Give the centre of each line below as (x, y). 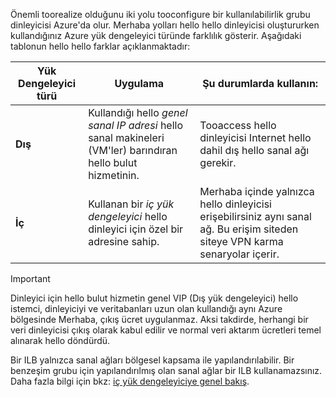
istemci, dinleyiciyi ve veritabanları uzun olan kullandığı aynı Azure (146, 308)
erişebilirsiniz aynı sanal (255, 216)
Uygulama (139, 83)
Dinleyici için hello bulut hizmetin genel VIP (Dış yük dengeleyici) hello (154, 298)
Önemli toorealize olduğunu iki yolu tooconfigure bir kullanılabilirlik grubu (160, 14)
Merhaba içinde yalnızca (257, 191)
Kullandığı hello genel (138, 112)
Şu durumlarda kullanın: (260, 83)
